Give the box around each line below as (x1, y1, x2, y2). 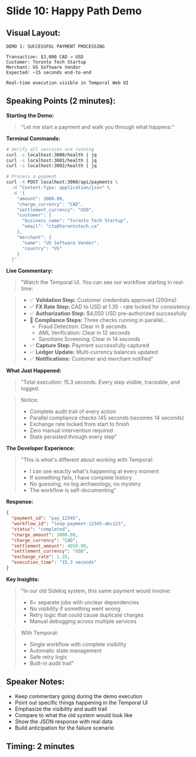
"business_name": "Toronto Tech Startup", (21, 218, 129, 224)
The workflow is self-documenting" (29, 487, 117, 494)
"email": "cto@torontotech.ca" (21, 223, 100, 229)
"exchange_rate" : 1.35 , (11, 554, 70, 560)
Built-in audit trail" (29, 660, 74, 667)
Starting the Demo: (6, 112, 55, 119)
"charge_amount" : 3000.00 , (11, 532, 78, 538)
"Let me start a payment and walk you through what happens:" (20, 123, 175, 130)
